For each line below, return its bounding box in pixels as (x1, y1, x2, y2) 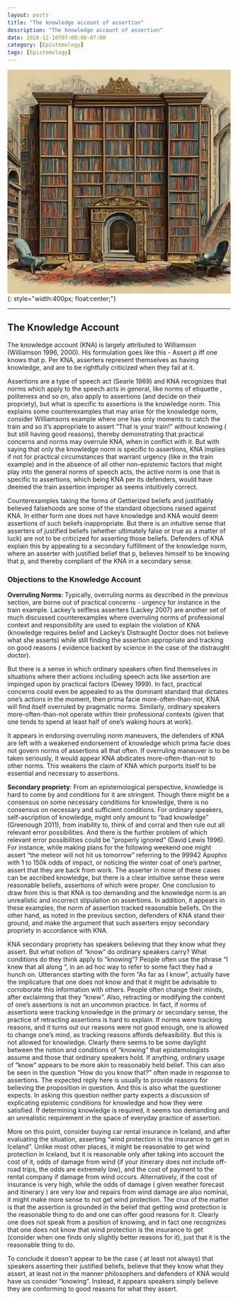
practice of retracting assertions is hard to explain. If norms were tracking (7, 1016, 222, 1024)
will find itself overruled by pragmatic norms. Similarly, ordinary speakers (7, 703, 221, 711)
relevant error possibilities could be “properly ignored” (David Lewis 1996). (7, 835, 225, 845)
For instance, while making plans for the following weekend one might (7, 843, 212, 852)
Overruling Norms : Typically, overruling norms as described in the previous (7, 590, 229, 600)
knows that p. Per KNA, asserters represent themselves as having (7, 355, 199, 364)
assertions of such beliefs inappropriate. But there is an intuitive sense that (7, 519, 226, 527)
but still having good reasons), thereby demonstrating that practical (7, 430, 204, 438)
